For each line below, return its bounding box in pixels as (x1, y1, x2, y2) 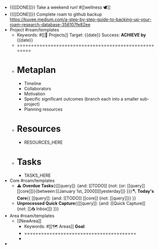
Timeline (24, 80, 42, 86)
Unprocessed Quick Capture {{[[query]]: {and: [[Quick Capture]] (16, 200, 146, 206)
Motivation (24, 91, 45, 97)
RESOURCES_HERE (24, 139, 63, 145)
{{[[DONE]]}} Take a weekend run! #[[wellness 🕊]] (9, 4, 111, 10)
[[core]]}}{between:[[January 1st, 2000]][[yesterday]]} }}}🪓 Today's (16, 188, 154, 194)
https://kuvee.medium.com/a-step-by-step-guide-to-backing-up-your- (9, 17, 152, 22)
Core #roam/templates (9, 177, 55, 183)
